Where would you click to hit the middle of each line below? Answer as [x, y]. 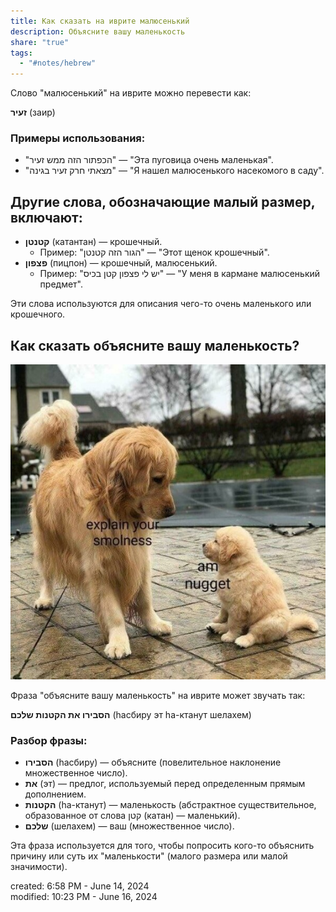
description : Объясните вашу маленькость [98, 31]
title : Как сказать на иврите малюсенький [100, 21]
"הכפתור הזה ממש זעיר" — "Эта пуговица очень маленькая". [149, 160]
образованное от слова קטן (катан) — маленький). [132, 816]
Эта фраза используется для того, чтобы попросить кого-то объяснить [162, 846]
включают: [46, 217]
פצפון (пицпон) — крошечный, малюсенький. [121, 263]
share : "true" [40, 42]
